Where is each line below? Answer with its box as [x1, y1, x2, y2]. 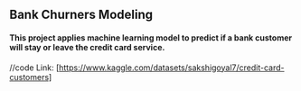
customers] [9, 71, 52, 82]
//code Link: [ [9, 62, 60, 73]
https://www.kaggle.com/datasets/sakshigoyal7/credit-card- [58, 62, 285, 73]
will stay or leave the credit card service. [9, 41, 165, 52]
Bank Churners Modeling [9, 7, 154, 23]
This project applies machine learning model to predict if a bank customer [9, 32, 292, 43]
